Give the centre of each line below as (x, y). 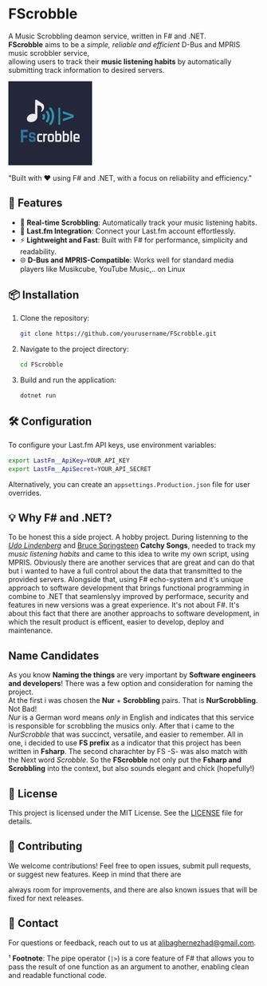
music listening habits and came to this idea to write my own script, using (129, 554)
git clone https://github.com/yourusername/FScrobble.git (118, 334)
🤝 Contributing (45, 846)
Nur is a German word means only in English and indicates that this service (131, 717)
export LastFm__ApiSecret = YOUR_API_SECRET (80, 469)
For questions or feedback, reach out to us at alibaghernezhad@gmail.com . (132, 942)
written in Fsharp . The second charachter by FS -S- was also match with (128, 752)
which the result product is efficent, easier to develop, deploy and (116, 622)
